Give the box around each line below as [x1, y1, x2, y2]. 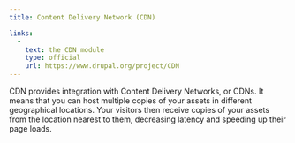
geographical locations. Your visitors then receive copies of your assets [9, 105, 270, 115]
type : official [25, 54, 81, 63]
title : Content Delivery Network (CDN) [9, 12, 156, 22]
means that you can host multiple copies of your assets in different [9, 95, 253, 106]
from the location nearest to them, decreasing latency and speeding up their [9, 114, 287, 124]
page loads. [9, 124, 53, 133]
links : [9, 28, 34, 38]
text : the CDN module [25, 45, 104, 54]
